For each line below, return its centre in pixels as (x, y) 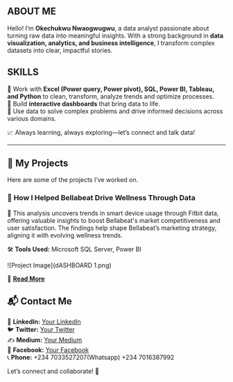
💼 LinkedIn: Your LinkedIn (44, 322)
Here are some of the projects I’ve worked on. (73, 180)
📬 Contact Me (40, 301)
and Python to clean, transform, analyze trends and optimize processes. (111, 96)
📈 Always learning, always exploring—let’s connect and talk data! (101, 132)
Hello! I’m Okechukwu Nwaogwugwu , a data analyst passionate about (108, 28)
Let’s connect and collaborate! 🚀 (53, 371)
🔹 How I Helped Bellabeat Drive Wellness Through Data (101, 198)
